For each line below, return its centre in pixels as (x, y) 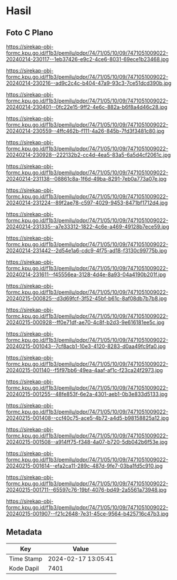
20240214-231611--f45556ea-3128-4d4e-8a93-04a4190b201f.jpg (86, 274)
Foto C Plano (30, 33)
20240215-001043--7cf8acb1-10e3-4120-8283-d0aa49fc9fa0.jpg (86, 346)
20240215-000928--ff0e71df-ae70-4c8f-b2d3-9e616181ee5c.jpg (85, 322)
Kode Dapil (24, 568)
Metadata (24, 532)
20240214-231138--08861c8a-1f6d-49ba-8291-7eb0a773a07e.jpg (86, 179)
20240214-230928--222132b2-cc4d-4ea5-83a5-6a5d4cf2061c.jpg (88, 155)
